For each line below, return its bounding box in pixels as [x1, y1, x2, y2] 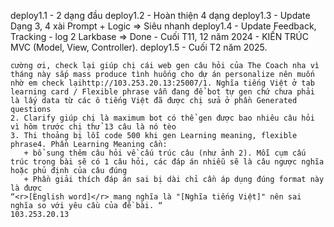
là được [10, 183, 43, 193]
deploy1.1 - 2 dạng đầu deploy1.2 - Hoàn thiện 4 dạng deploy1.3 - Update [10, 10, 311, 21]
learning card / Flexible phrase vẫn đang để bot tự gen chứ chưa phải [10, 87, 315, 97]
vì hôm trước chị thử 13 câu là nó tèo [10, 122, 177, 132]
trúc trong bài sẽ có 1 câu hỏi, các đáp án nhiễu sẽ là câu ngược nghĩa [10, 157, 325, 167]
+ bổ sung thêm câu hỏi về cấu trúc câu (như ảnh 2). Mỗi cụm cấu [23, 148, 307, 158]
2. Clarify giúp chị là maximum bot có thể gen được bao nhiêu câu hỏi [10, 113, 315, 123]
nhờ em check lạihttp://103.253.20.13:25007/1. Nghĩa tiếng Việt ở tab [10, 78, 315, 88]
